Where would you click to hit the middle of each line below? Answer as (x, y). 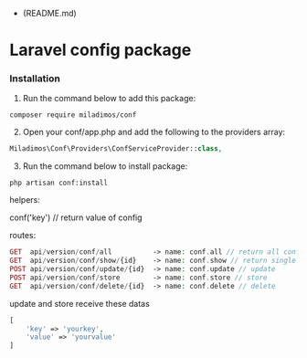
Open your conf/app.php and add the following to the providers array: (154, 132)
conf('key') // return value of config (76, 217)
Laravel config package (101, 50)
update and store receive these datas (80, 303)
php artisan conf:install (58, 183)
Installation (35, 79)
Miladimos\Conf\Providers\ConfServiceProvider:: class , (116, 149)
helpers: (25, 200)
